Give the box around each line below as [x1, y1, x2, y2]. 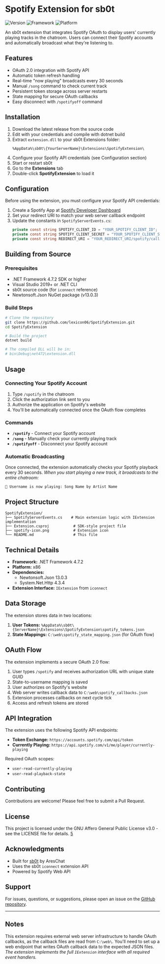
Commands [5, 419, 33, 426]
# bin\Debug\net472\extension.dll [5, 352, 76, 357]
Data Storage [5, 599, 46, 607]
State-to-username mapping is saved [12, 679, 88, 685]
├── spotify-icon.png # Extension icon [5, 528, 109, 533]
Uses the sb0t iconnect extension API [12, 863, 89, 869]
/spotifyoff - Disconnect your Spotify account [12, 441, 108, 447]
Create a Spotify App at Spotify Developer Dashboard [12, 207, 121, 213]
